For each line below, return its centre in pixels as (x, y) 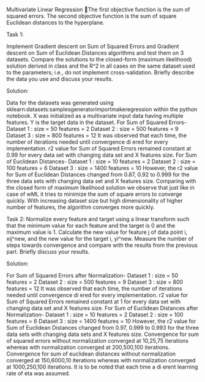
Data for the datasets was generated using (60, 103)
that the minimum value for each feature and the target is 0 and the (91, 225)
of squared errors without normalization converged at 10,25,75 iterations (97, 341)
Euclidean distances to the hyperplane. (56, 22)
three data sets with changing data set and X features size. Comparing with (101, 181)
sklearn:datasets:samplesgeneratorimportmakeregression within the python (102, 109)
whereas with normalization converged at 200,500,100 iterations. (88, 347)
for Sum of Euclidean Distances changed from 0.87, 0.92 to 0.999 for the (98, 174)
